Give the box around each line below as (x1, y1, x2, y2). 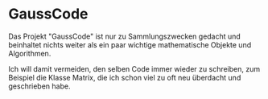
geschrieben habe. (8, 81, 71, 91)
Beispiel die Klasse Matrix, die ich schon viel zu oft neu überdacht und (8, 72, 241, 82)
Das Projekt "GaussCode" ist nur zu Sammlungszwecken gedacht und (8, 31, 241, 41)
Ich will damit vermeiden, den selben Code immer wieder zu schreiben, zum (8, 64, 261, 73)
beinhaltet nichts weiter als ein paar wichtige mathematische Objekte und (8, 39, 252, 49)
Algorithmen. (8, 48, 52, 58)
